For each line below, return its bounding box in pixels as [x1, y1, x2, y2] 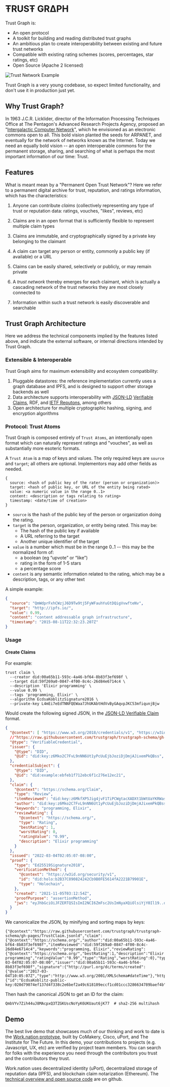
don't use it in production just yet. [5, 87, 75, 93]
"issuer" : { [10, 744, 35, 749]
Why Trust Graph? [5, 102, 64, 111]
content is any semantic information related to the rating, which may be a [12, 571, 165, 577]
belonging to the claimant [12, 238, 66, 244]
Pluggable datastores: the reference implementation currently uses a [12, 377, 156, 384]
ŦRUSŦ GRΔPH [5, 3, 69, 15]
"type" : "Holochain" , [18, 882, 65, 887]
